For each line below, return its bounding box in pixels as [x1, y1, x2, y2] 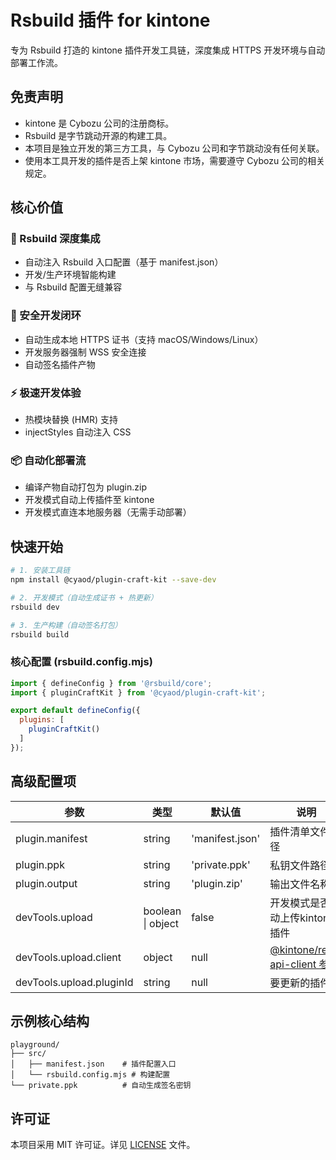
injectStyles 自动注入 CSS [24, 426, 132, 438]
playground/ [10, 1040, 60, 1050]
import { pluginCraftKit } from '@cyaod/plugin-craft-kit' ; [10, 687, 267, 698]
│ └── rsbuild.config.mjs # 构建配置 [10, 1070, 171, 1080]
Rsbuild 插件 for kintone [10, 9, 211, 32]
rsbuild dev [10, 602, 60, 612]
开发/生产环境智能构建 [24, 269, 117, 281]
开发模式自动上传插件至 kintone [24, 494, 155, 506]
